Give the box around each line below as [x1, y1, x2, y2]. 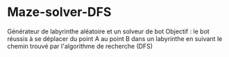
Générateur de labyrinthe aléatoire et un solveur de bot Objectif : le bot [7, 27, 210, 35]
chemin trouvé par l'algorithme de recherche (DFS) [7, 42, 153, 50]
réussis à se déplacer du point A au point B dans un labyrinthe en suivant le [7, 34, 223, 42]
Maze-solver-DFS [7, 4, 112, 20]
